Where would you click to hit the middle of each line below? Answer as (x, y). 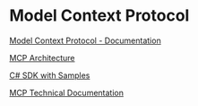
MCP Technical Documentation (66, 93)
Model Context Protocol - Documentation (85, 40)
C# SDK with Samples (50, 75)
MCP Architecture (42, 57)
